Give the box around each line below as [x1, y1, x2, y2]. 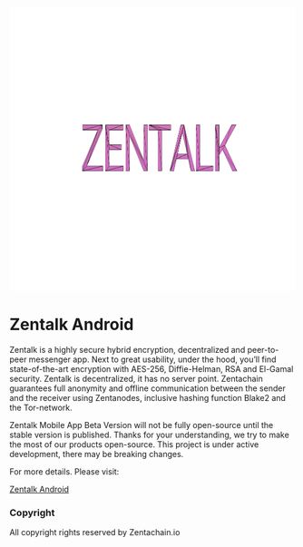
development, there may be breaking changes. [9, 448, 184, 459]
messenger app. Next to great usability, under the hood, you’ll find [28, 354, 277, 365]
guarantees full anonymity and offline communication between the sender [9, 383, 286, 394]
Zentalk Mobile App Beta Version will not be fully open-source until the [9, 419, 274, 430]
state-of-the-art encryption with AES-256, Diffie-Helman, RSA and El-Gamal [9, 363, 294, 374]
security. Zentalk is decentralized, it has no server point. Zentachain [9, 373, 263, 384]
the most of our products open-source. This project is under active [9, 438, 259, 450]
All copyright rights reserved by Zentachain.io [9, 527, 181, 538]
